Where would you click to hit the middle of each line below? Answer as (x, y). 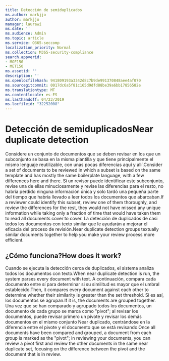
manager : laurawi (23, 24)
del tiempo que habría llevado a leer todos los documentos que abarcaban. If (84, 197)
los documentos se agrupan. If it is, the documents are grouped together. (81, 300)
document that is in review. (33, 354)
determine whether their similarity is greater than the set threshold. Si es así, (84, 295)
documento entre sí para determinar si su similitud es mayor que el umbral (82, 284)
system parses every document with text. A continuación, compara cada (81, 278)
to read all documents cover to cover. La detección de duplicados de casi (81, 219)
